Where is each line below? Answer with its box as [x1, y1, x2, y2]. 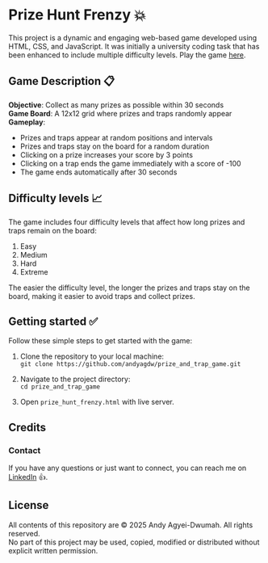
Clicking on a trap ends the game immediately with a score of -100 [19, 158, 241, 168]
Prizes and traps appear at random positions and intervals [19, 132, 213, 142]
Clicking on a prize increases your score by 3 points [19, 149, 194, 159]
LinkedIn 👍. [8, 473, 48, 482]
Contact [8, 444, 41, 456]
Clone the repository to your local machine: [19, 351, 164, 361]
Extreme [19, 267, 48, 276]
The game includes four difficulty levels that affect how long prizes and [8, 216, 245, 227]
